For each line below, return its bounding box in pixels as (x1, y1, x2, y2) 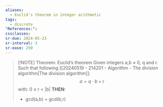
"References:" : (5, 26, 38, 32)
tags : (5, 17, 17, 22)
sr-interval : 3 (5, 41, 38, 46)
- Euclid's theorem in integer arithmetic (10, 12, 101, 17)
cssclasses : (5, 31, 31, 36)
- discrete (10, 21, 33, 27)
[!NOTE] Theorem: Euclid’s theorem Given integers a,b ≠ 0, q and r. (17, 59, 158, 65)
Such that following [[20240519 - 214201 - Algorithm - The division (17, 65, 159, 71)
